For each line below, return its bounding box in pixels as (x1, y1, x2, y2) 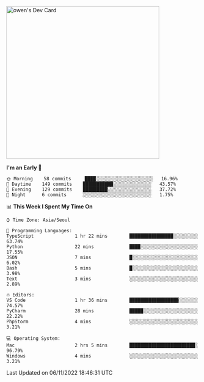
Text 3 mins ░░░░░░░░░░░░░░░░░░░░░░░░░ (6, 276, 199, 282)
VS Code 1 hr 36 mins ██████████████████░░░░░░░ (6, 297, 199, 303)
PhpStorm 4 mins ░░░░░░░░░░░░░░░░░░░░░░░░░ (6, 318, 199, 325)
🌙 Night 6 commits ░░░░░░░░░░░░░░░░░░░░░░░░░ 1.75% (6, 192, 173, 198)
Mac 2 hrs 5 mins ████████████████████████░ (6, 342, 199, 348)
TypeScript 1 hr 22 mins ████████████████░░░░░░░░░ (6, 233, 199, 239)
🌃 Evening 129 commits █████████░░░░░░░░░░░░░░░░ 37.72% (6, 186, 176, 193)
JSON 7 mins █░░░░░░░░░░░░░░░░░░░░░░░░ (6, 254, 199, 260)
